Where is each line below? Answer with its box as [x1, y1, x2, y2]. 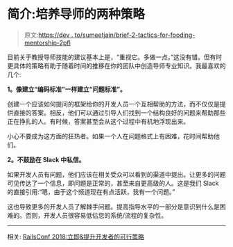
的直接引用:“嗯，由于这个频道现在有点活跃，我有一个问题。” [7, 187, 175, 196]
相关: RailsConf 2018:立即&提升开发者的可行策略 [7, 232, 144, 241]
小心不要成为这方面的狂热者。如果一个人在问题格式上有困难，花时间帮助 [7, 132, 214, 140]
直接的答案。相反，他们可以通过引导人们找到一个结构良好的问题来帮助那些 [12, 109, 226, 117]
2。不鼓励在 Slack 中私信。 [7, 155, 85, 164]
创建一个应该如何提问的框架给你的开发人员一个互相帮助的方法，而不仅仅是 [7, 99, 220, 108]
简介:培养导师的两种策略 [7, 6, 146, 22]
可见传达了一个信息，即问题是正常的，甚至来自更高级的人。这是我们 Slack [7, 179, 219, 187]
